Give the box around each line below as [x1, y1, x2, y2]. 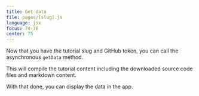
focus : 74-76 [6, 25, 39, 32]
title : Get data [6, 8, 47, 15]
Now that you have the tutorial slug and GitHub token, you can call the [6, 47, 179, 54]
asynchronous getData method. [6, 54, 84, 61]
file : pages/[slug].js [6, 14, 63, 20]
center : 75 [6, 31, 33, 37]
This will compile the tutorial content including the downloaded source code [6, 65, 193, 72]
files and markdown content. [6, 72, 76, 79]
